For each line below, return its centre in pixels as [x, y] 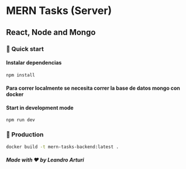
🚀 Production [25, 135]
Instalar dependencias [34, 63]
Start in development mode [40, 108]
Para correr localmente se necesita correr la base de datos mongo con [93, 88]
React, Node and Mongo [51, 32]
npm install [20, 75]
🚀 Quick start [25, 49]
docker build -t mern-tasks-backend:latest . [62, 147]
